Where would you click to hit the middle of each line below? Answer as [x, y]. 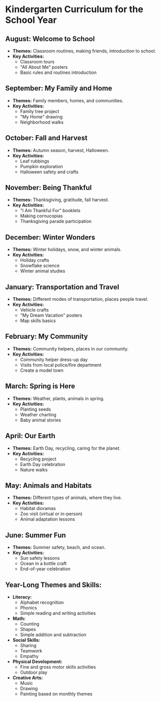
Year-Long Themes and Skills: [53, 585]
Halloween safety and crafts [49, 172]
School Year [31, 20]
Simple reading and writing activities [58, 613]
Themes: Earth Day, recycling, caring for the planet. [67, 448]
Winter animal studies [43, 271]
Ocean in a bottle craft [43, 564]
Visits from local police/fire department [61, 365]
